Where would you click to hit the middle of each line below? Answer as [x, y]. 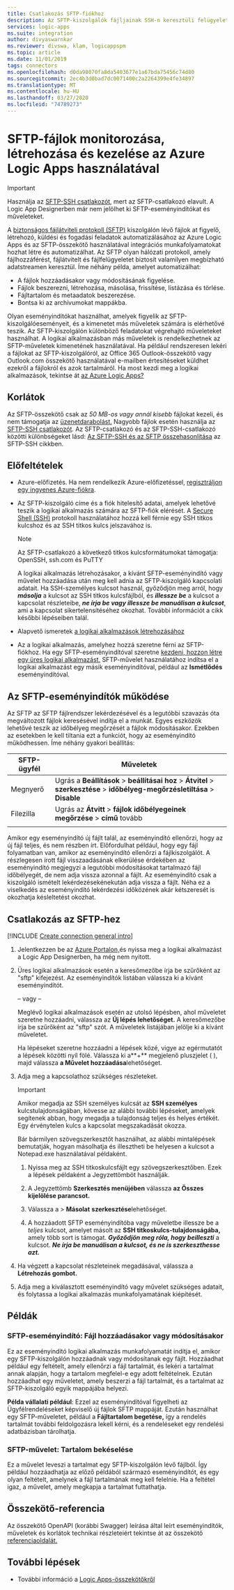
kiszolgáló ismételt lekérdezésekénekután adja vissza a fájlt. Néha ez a [109, 882]
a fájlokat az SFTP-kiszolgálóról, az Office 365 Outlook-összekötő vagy [110, 353]
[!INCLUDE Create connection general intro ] [70, 936]
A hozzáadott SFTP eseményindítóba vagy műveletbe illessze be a [123, 1223]
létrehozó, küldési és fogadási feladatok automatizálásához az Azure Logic [114, 237]
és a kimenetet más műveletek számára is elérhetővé [148, 323]
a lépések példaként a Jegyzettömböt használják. [99, 1175]
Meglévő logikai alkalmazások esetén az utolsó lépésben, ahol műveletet [122, 1013]
